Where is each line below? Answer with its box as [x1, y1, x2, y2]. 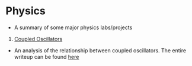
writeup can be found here [14, 53, 79, 60]
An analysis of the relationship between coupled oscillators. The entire [14, 46, 187, 54]
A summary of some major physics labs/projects [14, 24, 133, 31]
